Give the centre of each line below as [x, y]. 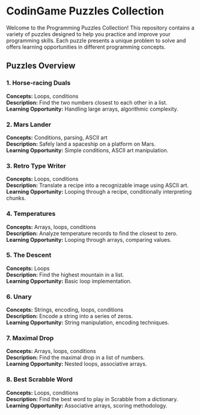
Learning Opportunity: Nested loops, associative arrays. [77, 364]
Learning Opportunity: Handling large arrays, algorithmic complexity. [92, 109]
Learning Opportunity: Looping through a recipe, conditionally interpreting [99, 192]
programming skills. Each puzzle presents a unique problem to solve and [96, 40]
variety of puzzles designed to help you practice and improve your [89, 34]
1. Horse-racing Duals [38, 83]
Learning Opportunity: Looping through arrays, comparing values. [89, 239]
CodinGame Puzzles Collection [85, 11]
